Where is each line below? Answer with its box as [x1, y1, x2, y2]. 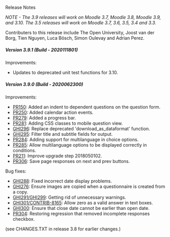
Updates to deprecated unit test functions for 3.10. [12, 69, 118, 76]
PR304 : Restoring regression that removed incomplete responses [12, 210, 150, 217]
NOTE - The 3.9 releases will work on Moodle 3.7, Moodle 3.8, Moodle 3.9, [5, 14, 161, 20]
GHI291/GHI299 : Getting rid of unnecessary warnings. [12, 194, 126, 200]
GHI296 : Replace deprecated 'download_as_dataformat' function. [12, 125, 150, 132]
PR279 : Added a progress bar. [12, 114, 76, 121]
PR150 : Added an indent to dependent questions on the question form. [12, 104, 161, 110]
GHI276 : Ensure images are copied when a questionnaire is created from [12, 183, 165, 189]
